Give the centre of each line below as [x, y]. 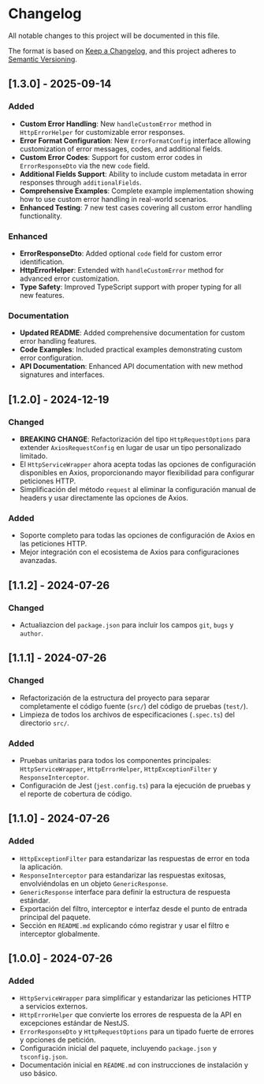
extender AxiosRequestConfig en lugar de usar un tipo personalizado [130, 447]
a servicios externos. [54, 1007]
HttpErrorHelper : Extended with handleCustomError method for [122, 270]
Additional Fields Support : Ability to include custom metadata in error [133, 173]
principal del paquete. [55, 917]
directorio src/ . [44, 723]
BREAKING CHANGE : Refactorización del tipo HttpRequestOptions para [135, 439]
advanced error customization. [69, 278]
